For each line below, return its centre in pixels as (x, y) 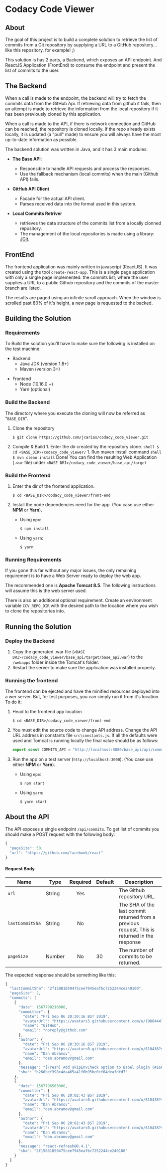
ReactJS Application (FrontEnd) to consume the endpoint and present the (80, 65)
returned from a (137, 917)
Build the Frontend (28, 475)
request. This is (137, 930)
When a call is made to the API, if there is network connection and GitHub (80, 124)
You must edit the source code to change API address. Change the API (85, 730)
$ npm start (32, 783)
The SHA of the (137, 905)
